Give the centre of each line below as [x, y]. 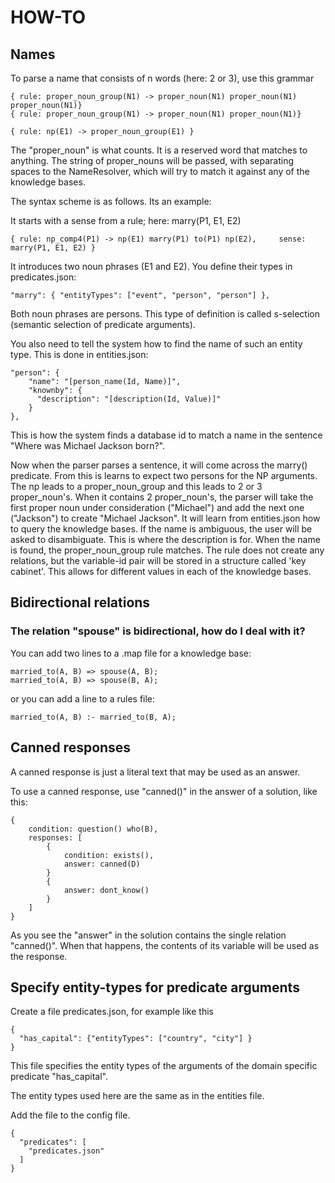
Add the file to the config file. [70, 1115]
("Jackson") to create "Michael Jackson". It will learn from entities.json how [165, 518]
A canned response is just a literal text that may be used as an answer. [155, 772]
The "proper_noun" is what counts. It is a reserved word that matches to [159, 150]
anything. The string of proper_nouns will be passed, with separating [152, 160]
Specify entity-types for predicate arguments [155, 987]
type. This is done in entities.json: [79, 354]
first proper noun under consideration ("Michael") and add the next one [157, 507]
